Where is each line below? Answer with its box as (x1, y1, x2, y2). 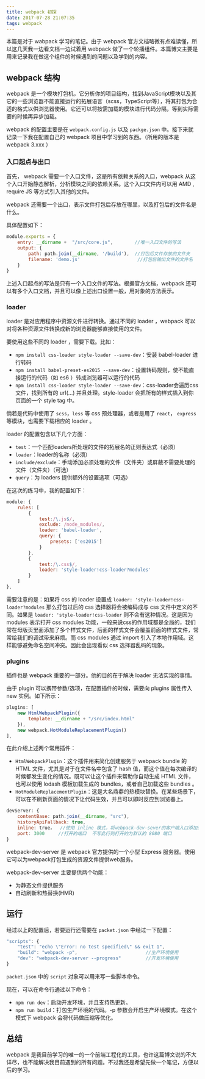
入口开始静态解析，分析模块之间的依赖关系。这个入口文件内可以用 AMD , (11, 181, 195, 188)
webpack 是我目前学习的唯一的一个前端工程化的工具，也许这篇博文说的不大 (6, 1050, 197, 1058)
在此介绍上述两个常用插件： (6, 745, 76, 752)
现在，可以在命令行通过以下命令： (6, 986, 92, 993)
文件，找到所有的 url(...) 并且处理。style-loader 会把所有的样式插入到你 (15, 389, 194, 396)
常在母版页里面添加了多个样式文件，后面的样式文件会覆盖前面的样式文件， (6, 626, 193, 633)
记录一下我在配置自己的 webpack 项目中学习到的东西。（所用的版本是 (6, 134, 180, 141)
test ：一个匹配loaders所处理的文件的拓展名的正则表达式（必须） (15, 443, 179, 450)
